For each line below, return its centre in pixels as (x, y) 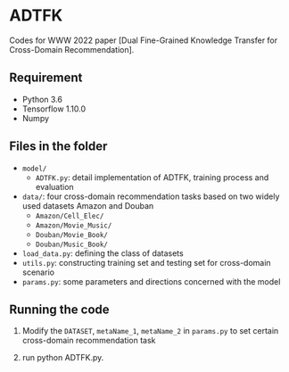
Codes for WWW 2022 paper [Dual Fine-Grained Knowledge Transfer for (144, 40)
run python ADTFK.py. (63, 358)
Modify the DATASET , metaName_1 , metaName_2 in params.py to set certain (150, 331)
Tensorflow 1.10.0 (54, 109)
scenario (38, 272)
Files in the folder (58, 147)
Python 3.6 (42, 99)
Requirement (46, 78)
